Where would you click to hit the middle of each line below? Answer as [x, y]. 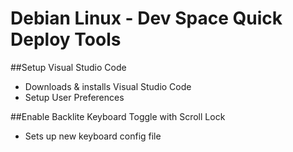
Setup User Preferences [74, 97]
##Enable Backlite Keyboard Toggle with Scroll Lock [118, 116]
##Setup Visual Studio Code [68, 67]
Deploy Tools [66, 39]
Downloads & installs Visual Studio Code [108, 86]
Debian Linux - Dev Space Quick [146, 18]
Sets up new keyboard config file [93, 136]
